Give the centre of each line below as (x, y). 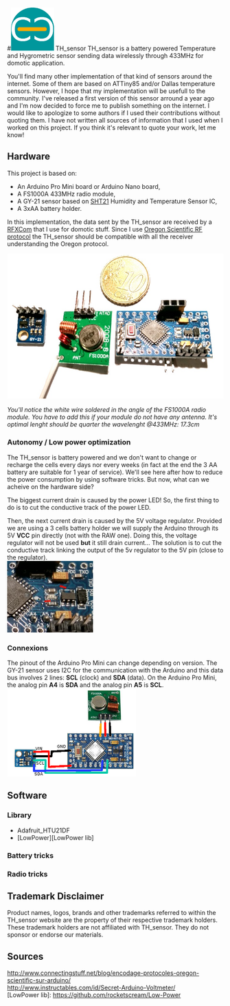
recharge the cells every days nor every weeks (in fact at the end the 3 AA (112, 464)
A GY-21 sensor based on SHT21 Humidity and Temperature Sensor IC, (117, 201)
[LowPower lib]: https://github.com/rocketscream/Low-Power (94, 995)
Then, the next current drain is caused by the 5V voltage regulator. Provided (115, 520)
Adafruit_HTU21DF (43, 830)
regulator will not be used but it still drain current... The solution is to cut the (114, 542)
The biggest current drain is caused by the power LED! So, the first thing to (113, 500)
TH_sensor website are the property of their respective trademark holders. (113, 920)
